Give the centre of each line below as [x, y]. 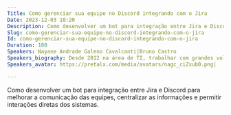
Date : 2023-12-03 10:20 [41, 20]
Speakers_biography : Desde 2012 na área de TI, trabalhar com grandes [110, 58]
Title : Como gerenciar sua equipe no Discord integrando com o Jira [107, 13]
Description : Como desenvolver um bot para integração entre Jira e [107, 26]
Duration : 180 [27, 45]
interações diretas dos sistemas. [53, 104]
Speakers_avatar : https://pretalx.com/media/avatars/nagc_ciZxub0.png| [112, 64]
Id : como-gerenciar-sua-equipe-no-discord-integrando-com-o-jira [102, 39]
